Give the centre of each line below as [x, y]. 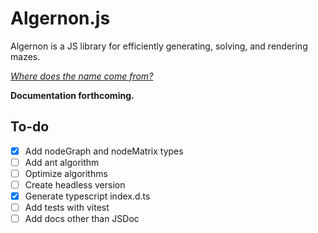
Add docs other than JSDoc [82, 219]
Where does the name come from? [82, 76]
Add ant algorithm [62, 162]
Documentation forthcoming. [72, 95]
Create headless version [75, 184]
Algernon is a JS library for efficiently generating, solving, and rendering [159, 46]
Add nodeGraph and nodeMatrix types [104, 151]
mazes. [25, 56]
